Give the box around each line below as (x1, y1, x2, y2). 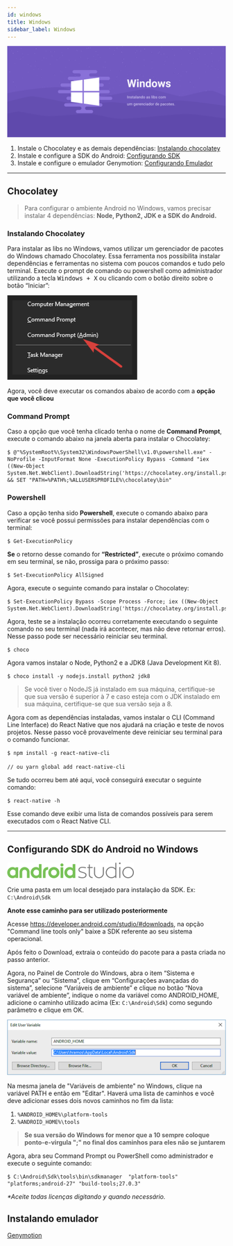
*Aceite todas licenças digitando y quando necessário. (7, 1193, 166, 1201)
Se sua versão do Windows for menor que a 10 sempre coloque (24, 1131, 210, 1139)
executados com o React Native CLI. (7, 817, 111, 825)
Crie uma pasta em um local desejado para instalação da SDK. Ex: (7, 886, 196, 894)
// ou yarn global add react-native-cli (7, 763, 126, 770)
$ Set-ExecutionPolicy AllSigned (7, 572, 104, 579)
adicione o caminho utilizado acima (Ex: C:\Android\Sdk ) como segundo (7, 998, 213, 1006)
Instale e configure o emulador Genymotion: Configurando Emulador (17, 159, 213, 167)
